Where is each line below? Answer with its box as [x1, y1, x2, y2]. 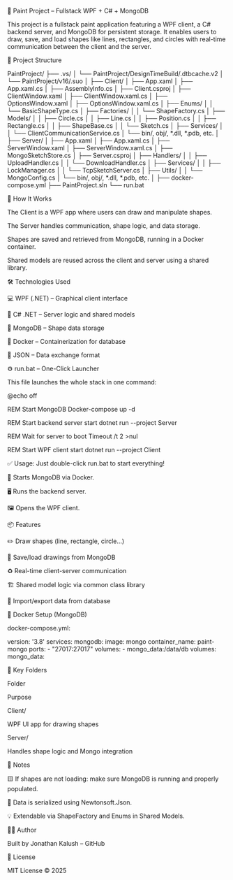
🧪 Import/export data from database [7, 597, 111, 605]
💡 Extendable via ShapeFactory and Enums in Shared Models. [7, 812, 185, 820]
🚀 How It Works [7, 194, 52, 203]
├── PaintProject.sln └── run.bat [47, 181, 144, 189]
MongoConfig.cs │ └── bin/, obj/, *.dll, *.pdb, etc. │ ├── [7, 173, 170, 182]
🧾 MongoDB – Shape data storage [7, 324, 105, 332]
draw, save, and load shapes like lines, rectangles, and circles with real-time [7, 35, 226, 43]
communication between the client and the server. [7, 43, 152, 50]
